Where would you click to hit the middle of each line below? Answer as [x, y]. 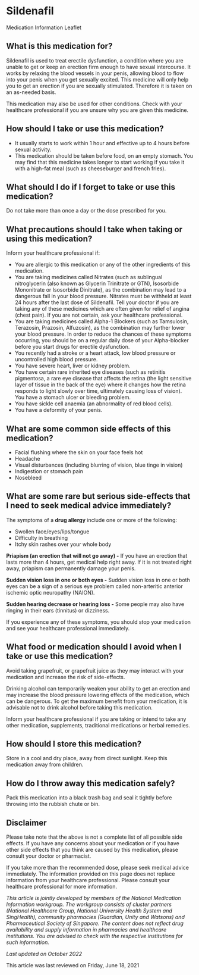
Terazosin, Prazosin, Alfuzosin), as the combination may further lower [100, 328]
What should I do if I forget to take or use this [91, 187]
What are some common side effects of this [89, 429]
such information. [28, 942]
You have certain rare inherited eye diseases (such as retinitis [90, 372]
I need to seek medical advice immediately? [89, 506]
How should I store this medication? [74, 744]
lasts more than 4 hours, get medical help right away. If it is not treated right [99, 562]
